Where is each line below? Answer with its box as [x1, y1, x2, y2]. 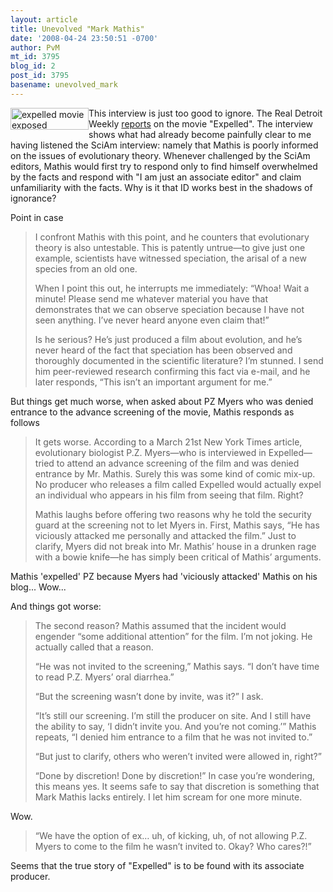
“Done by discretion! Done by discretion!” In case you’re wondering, [34, 769, 316, 781]
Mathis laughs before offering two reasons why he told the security [34, 508, 312, 520]
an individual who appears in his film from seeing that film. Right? [34, 489, 304, 501]
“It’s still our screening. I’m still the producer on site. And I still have [34, 709, 312, 721]
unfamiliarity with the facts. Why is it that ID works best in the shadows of [10, 181, 313, 193]
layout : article [10, 14, 78, 25]
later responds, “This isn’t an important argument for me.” [34, 376, 273, 388]
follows [10, 416, 40, 428]
